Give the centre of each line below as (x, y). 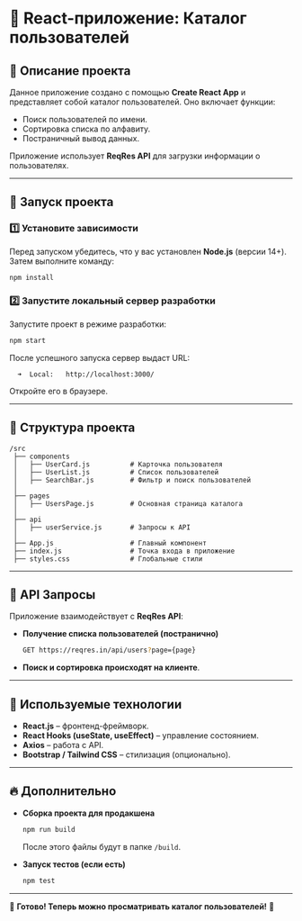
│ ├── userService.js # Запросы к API (102, 527)
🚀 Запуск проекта (62, 202)
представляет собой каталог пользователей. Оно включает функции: (142, 102)
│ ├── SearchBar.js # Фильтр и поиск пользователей (132, 480)
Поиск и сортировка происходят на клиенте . (111, 668)
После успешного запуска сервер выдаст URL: (100, 357)
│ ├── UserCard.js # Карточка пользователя (118, 464)
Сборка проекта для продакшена (89, 813)
